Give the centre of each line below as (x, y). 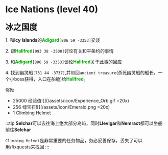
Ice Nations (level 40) (52, 9)
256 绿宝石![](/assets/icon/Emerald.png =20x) (61, 107)
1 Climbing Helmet (32, 113)
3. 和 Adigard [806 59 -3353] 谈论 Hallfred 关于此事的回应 (64, 62)
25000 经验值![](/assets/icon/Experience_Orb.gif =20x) (71, 100)
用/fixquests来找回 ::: (27, 147)
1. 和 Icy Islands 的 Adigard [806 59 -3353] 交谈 (53, 40)
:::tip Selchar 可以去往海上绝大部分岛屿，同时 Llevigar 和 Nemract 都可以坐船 (84, 123)
